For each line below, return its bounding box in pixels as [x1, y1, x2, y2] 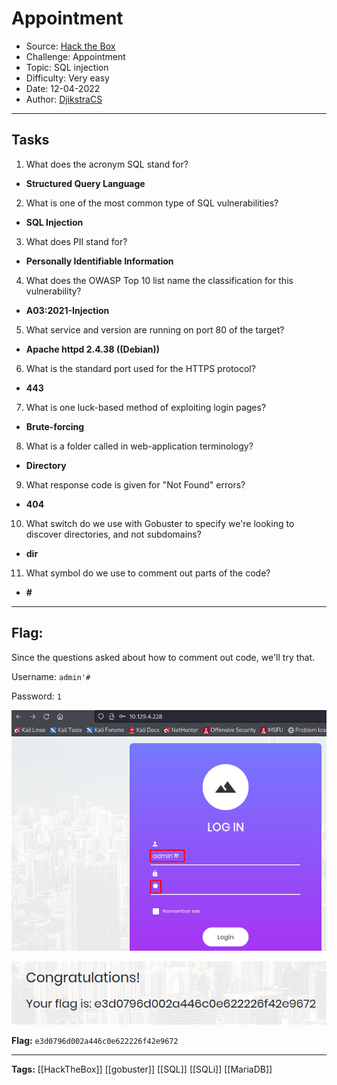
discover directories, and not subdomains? [25, 528, 202, 540]
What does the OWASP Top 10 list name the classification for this [25, 274, 294, 286]
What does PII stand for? [25, 235, 128, 247]
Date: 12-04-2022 [25, 82, 101, 94]
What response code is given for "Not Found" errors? [25, 478, 246, 491]
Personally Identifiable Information [25, 255, 174, 267]
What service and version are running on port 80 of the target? [25, 323, 285, 336]
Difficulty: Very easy [25, 72, 110, 84]
